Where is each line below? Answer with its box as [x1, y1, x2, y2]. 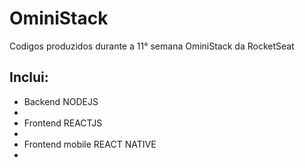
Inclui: [9, 69, 49, 86]
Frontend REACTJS [23, 117, 103, 129]
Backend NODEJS [23, 95, 99, 107]
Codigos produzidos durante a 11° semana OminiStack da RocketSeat [9, 40, 295, 52]
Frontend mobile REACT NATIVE [23, 138, 157, 150]
